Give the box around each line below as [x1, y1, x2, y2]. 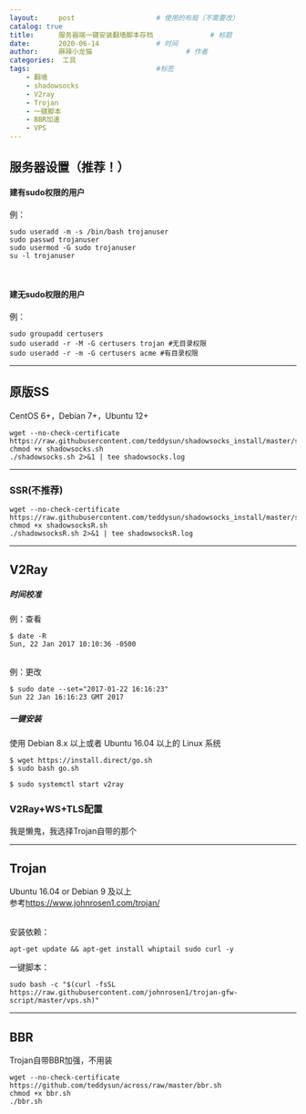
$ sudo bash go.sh [9, 764, 79, 774]
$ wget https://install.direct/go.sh [9, 756, 153, 765]
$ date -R [9, 631, 47, 641]
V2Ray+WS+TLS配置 [9, 803, 103, 816]
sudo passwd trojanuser [9, 234, 100, 245]
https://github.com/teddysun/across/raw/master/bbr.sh [9, 1081, 222, 1090]
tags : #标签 [9, 65, 175, 74]
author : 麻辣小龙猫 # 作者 [9, 47, 209, 57]
